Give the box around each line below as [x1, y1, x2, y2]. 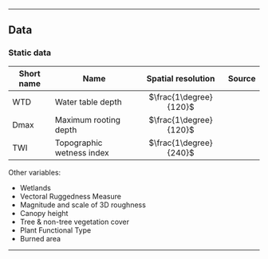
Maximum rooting [54, 114, 121, 125]
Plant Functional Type [19, 225, 92, 235]
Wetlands [19, 182, 52, 192]
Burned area [19, 233, 61, 243]
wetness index [54, 147, 109, 158]
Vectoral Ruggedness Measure [19, 191, 122, 201]
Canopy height [19, 208, 69, 218]
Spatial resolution [146, 73, 215, 84]
